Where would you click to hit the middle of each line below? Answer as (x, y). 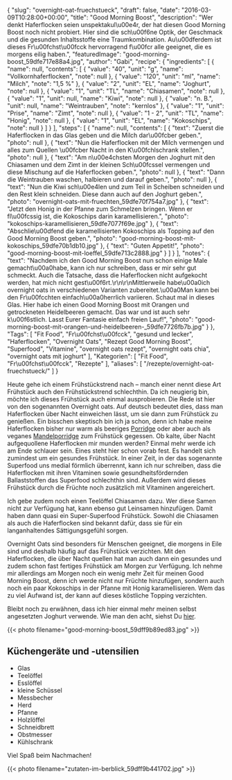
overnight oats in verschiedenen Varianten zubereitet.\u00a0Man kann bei (113, 290)
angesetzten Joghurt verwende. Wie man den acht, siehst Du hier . (101, 616)
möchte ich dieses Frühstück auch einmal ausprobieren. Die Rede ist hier (111, 399)
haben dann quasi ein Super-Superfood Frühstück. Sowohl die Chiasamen (113, 515)
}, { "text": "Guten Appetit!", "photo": (152, 246)
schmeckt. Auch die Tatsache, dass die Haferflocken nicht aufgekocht (107, 275)
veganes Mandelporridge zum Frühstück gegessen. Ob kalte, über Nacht (111, 436)
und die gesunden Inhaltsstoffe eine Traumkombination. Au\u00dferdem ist (114, 40)
